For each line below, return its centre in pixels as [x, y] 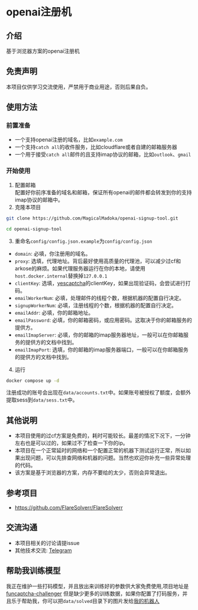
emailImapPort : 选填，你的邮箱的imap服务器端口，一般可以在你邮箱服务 [101, 350]
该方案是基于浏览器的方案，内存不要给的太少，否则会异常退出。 [92, 472]
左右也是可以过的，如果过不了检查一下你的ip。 [71, 443]
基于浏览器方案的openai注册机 [43, 51]
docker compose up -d [33, 381]
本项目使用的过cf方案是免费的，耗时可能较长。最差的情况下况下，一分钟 [103, 436]
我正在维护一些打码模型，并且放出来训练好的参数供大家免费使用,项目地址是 [98, 586]
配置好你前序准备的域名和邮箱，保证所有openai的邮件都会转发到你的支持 [103, 192]
